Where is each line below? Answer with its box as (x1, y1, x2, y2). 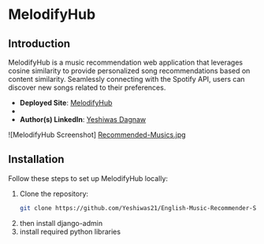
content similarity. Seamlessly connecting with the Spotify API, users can (8, 75, 246, 83)
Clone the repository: (19, 189, 89, 198)
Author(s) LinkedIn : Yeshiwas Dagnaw (19, 115, 147, 124)
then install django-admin (19, 218, 103, 227)
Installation (8, 153, 65, 166)
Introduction (8, 37, 71, 50)
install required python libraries (19, 227, 121, 236)
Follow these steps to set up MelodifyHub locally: (8, 173, 168, 183)
